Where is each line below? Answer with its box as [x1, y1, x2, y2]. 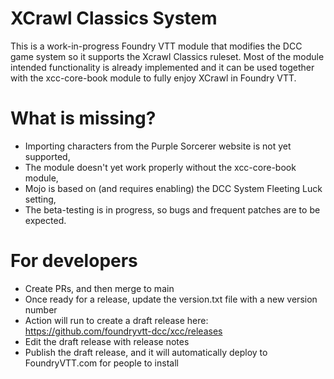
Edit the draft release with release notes [24, 335, 190, 347]
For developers [10, 250, 138, 272]
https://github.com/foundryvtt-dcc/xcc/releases [24, 325, 223, 337]
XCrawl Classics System [10, 7, 218, 30]
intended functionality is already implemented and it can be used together [10, 61, 315, 73]
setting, [24, 193, 57, 205]
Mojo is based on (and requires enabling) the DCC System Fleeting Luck [24, 182, 323, 194]
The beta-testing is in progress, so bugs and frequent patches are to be [24, 203, 321, 216]
